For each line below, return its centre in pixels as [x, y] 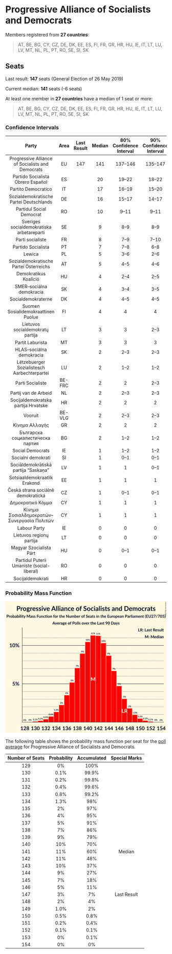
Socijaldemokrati [31, 578]
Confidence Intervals [32, 127]
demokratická [31, 496]
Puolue [31, 317]
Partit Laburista [31, 342]
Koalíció [31, 279]
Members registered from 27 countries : [47, 34]
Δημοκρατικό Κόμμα [31, 503]
